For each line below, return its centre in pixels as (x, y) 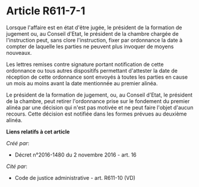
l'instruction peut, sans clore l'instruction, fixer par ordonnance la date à (94, 40)
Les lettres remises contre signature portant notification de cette (85, 64)
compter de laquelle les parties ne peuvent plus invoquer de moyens (90, 46)
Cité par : (17, 166)
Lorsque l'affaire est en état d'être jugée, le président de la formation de (94, 27)
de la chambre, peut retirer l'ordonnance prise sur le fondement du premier (98, 101)
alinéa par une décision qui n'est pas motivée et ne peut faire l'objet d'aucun (100, 107)
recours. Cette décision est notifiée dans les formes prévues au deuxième (97, 114)
